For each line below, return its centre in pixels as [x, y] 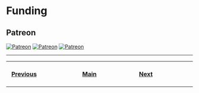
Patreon [21, 33]
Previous [24, 74]
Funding [27, 11]
